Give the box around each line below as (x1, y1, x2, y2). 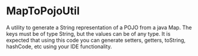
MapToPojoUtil (6, 4, 80, 18)
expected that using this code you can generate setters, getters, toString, (6, 36, 186, 43)
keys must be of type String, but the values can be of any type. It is (6, 30, 171, 37)
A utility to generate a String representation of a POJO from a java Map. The (6, 24, 192, 31)
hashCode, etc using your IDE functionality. (6, 43, 112, 50)
